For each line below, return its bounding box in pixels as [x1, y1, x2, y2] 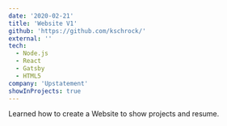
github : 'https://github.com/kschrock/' [8, 27, 147, 35]
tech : [8, 42, 27, 50]
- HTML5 [15, 72, 42, 80]
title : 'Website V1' [8, 19, 78, 27]
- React [15, 57, 42, 65]
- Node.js [15, 49, 48, 57]
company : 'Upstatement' [8, 79, 89, 87]
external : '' [8, 34, 53, 43]
